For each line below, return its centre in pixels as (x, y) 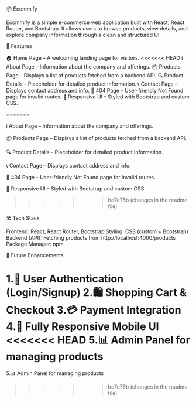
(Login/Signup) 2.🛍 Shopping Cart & (97, 293)
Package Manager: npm (35, 244)
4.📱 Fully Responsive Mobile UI (82, 327)
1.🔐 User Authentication (65, 279)
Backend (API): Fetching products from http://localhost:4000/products (91, 238)
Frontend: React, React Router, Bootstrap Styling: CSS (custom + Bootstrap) (97, 231)
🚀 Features (19, 46)
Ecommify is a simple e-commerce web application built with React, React (95, 22)
